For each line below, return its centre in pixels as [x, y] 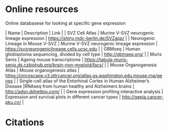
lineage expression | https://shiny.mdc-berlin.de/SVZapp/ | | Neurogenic [80, 38]
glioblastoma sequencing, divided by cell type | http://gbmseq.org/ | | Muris [83, 54]
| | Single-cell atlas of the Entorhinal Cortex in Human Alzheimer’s [81, 81]
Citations [25, 123]
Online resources [42, 9]
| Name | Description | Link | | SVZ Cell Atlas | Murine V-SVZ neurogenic [80, 33]
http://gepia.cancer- [143, 97]
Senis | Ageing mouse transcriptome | [45, 59]
